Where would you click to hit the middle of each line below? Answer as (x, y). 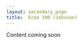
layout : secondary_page (37, 12)
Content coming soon (34, 34)
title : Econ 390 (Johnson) (42, 17)
